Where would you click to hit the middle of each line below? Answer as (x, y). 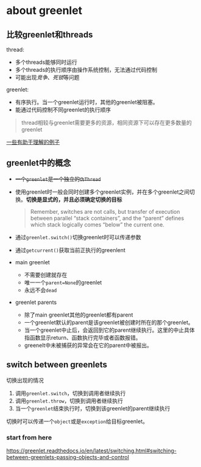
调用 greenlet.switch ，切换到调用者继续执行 (70, 393)
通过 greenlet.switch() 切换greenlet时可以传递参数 (78, 237)
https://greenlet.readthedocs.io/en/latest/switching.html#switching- (91, 451)
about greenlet (44, 11)
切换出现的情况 (25, 380)
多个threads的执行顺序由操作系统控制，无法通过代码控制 (86, 70)
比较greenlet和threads (50, 34)
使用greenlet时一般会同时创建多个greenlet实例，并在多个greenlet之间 (102, 192)
